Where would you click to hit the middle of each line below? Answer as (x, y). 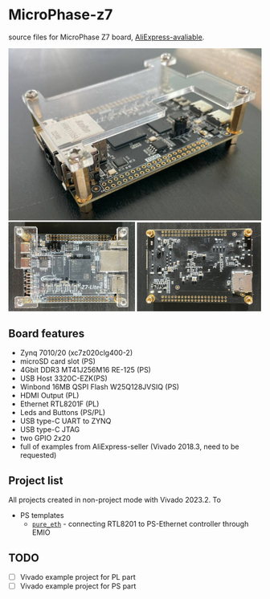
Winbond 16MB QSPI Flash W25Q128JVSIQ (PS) (99, 387)
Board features (47, 334)
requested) (38, 455)
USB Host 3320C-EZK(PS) (64, 378)
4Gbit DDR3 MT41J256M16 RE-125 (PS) (85, 370)
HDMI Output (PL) (49, 396)
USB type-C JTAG (50, 430)
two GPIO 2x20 (45, 438)
